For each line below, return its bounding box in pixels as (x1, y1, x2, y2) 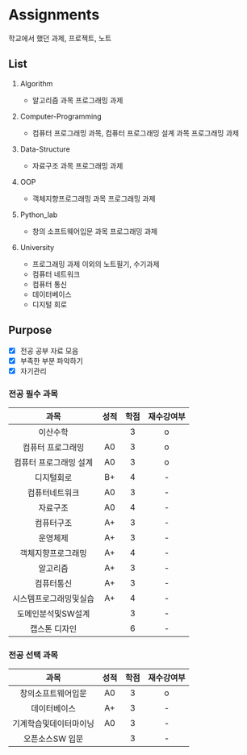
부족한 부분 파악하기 (19, 356, 83, 365)
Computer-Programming (19, 111, 103, 121)
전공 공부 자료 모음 (19, 345, 79, 356)
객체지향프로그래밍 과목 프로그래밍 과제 (31, 194, 156, 203)
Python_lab (19, 210, 58, 219)
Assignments (8, 6, 100, 24)
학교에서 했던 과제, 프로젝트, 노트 (8, 33, 112, 43)
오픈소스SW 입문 (23, 733, 84, 745)
